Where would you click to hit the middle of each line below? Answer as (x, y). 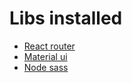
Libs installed (66, 18)
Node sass (46, 67)
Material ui (45, 56)
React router (49, 46)
